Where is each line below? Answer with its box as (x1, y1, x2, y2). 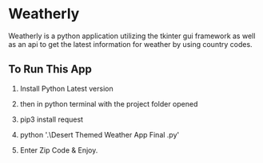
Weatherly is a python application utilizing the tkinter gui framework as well (8, 31, 256, 41)
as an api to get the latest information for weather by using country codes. (8, 39, 253, 49)
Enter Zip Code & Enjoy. (19, 145, 98, 155)
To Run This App (8, 63, 92, 76)
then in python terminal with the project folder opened (19, 99, 198, 108)
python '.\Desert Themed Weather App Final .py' (19, 130, 180, 139)
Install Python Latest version (19, 83, 114, 93)
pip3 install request (19, 114, 84, 124)
